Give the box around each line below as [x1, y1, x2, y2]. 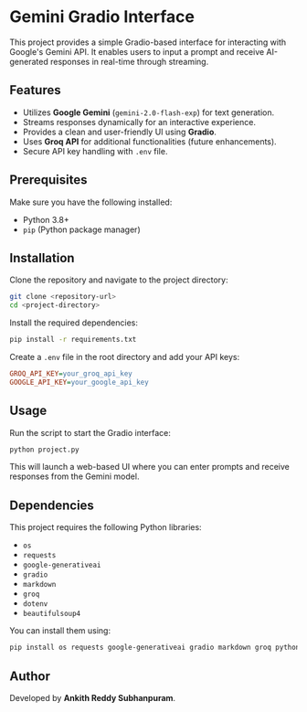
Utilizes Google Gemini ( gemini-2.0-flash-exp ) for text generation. [22, 107, 275, 118]
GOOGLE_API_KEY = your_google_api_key [9, 377, 149, 387]
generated [9, 56, 48, 67]
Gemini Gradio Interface [9, 6, 195, 27]
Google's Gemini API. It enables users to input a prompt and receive [9, 46, 265, 57]
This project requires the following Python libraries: [9, 522, 203, 533]
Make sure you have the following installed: [9, 197, 173, 207]
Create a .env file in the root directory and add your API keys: [9, 352, 240, 362]
